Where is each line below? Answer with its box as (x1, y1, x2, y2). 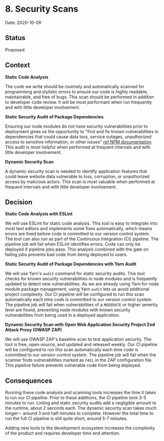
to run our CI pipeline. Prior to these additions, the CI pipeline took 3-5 (5, 395, 146, 401)
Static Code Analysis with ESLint (5, 211, 73, 217)
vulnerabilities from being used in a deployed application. (5, 312, 121, 318)
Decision (5, 198, 33, 206)
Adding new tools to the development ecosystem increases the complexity (5, 425, 155, 431)
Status (5, 34, 26, 42)
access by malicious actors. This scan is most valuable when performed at (5, 179, 155, 185)
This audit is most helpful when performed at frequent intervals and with (5, 144, 151, 150)
